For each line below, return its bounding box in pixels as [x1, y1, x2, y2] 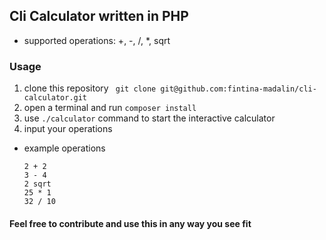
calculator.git [23, 93, 88, 103]
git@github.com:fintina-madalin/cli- [160, 84, 317, 94]
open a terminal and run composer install [23, 102, 197, 114]
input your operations [23, 123, 113, 135]
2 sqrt [23, 179, 52, 189]
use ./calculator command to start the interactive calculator [23, 112, 276, 124]
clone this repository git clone [23, 82, 157, 94]
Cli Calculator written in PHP [9, 8, 189, 25]
